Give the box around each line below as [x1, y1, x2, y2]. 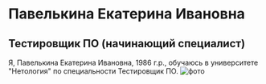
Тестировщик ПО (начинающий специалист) [8, 37, 246, 50]
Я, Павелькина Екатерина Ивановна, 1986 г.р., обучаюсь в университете [8, 58, 259, 67]
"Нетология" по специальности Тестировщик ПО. [8, 66, 178, 76]
